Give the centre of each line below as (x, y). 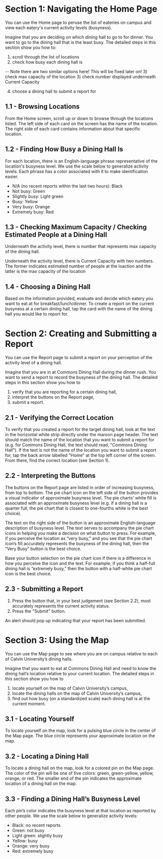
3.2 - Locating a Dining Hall (47, 756)
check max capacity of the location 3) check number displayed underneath (81, 76)
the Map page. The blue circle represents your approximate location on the (80, 736)
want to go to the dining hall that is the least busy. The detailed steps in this (81, 42)
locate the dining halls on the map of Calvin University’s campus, (77, 693)
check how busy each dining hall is (47, 62)
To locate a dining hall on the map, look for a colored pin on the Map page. (80, 768)
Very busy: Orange (31, 207)
